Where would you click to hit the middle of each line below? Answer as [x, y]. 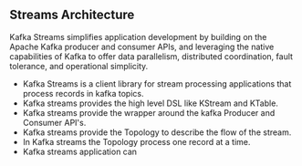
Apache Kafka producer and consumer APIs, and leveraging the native [142, 47]
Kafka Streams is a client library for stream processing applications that [157, 83]
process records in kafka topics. [83, 93]
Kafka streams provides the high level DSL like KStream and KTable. [150, 103]
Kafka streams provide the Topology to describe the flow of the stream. [157, 132]
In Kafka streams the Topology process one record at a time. [136, 141]
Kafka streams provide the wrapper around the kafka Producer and [149, 112]
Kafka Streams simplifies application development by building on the [138, 36]
